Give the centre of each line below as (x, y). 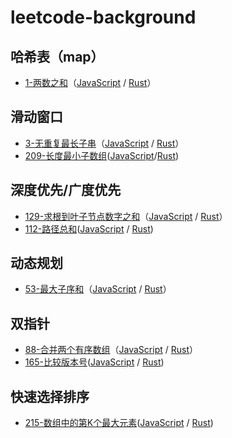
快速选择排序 (50, 396)
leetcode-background (103, 17)
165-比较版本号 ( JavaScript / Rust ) (94, 362)
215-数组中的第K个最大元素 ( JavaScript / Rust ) (119, 423)
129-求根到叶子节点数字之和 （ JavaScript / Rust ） (126, 216)
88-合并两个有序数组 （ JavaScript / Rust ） (111, 350)
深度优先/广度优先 (66, 190)
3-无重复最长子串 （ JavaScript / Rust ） (104, 143)
